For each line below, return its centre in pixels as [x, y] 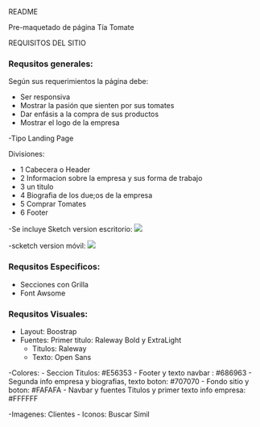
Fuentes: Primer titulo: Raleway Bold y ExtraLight [101, 340]
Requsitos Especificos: [54, 267]
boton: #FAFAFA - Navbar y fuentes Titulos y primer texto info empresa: [127, 390]
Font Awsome [43, 293]
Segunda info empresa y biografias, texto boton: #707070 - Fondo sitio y [129, 381]
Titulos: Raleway [59, 348]
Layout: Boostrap [48, 331]
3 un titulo [37, 187]
